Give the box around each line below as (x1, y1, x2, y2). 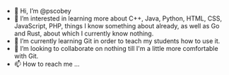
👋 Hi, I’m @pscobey (13, 7, 72, 15)
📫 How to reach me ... (13, 60, 80, 68)
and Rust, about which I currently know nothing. (13, 29, 154, 37)
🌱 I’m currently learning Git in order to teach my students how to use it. (13, 37, 221, 45)
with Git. (13, 52, 39, 60)
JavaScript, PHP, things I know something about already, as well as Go (13, 22, 220, 30)
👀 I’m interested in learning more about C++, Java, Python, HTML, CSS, (13, 14, 223, 23)
